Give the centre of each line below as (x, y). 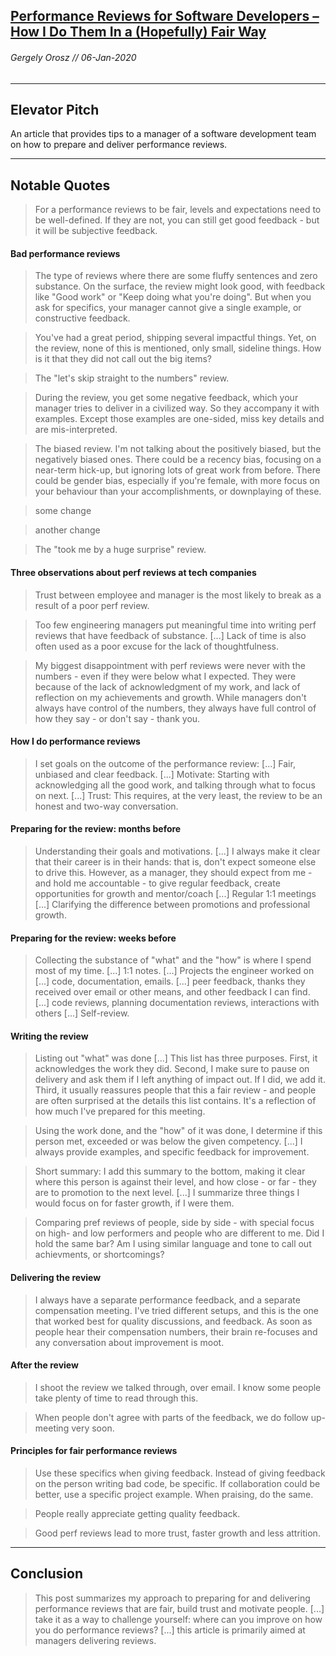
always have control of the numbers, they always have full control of (175, 708)
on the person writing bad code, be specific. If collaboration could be (177, 1484)
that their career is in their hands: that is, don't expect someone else (175, 862)
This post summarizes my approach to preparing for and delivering (172, 1598)
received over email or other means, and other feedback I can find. (172, 992)
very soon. (93, 1428)
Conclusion (47, 1574)
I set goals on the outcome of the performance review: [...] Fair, (165, 763)
